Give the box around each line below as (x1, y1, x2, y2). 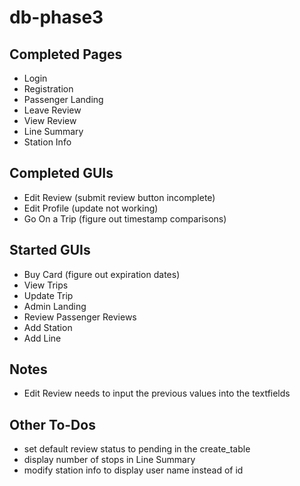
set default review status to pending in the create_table (23, 443, 251, 455)
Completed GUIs (9, 165, 114, 182)
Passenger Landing (23, 94, 104, 105)
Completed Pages (9, 46, 123, 63)
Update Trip (23, 289, 74, 301)
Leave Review (23, 104, 82, 116)
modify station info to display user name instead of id (23, 464, 244, 476)
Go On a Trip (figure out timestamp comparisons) (23, 212, 227, 225)
